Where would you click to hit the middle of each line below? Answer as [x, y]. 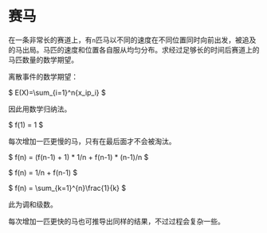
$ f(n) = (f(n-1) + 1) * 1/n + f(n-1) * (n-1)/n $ [79, 157]
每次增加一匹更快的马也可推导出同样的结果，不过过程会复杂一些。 [116, 221]
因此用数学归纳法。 [40, 109]
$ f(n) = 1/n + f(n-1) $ [43, 173]
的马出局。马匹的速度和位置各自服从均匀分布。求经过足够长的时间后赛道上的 [134, 49]
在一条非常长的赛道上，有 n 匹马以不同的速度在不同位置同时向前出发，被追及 [132, 40]
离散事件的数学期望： [43, 76]
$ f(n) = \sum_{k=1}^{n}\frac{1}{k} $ [67, 188]
